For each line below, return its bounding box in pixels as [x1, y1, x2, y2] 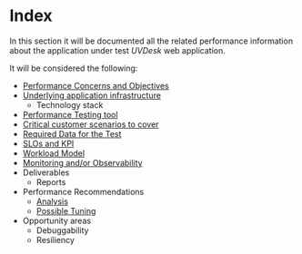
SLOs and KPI [22, 138, 75, 149]
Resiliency [35, 234, 75, 245]
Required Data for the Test [22, 128, 122, 139]
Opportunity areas [22, 215, 92, 226]
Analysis [35, 196, 68, 207]
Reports [35, 176, 66, 187]
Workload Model [22, 147, 85, 159]
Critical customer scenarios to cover [22, 119, 159, 130]
